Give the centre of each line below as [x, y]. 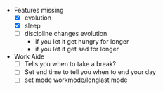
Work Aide [29, 56]
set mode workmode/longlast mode [76, 80]
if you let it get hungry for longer [82, 42]
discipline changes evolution [66, 34]
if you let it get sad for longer [77, 49]
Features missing [39, 10]
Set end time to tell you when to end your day [90, 72]
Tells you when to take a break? [70, 64]
